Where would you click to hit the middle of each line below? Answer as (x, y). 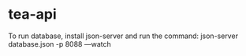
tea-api (32, 14)
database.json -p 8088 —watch (60, 44)
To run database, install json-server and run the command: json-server (123, 36)
